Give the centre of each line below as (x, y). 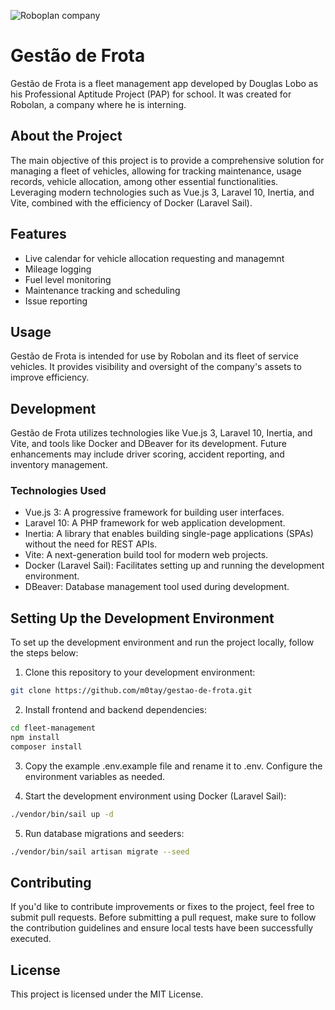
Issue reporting (56, 301)
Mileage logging (58, 269)
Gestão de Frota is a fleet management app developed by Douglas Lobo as (164, 83)
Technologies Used (58, 491)
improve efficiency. (50, 377)
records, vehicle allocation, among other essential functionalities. (144, 181)
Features (38, 234)
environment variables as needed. (95, 776)
